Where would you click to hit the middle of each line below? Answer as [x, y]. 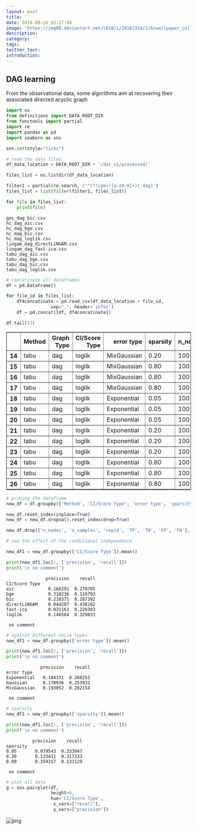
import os [18, 110]
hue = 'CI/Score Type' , [77, 799]
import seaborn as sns [34, 138]
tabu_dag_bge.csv [27, 259]
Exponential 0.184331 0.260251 [48, 678]
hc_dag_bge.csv [25, 228]
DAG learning [31, 79]
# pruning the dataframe [36, 498]
